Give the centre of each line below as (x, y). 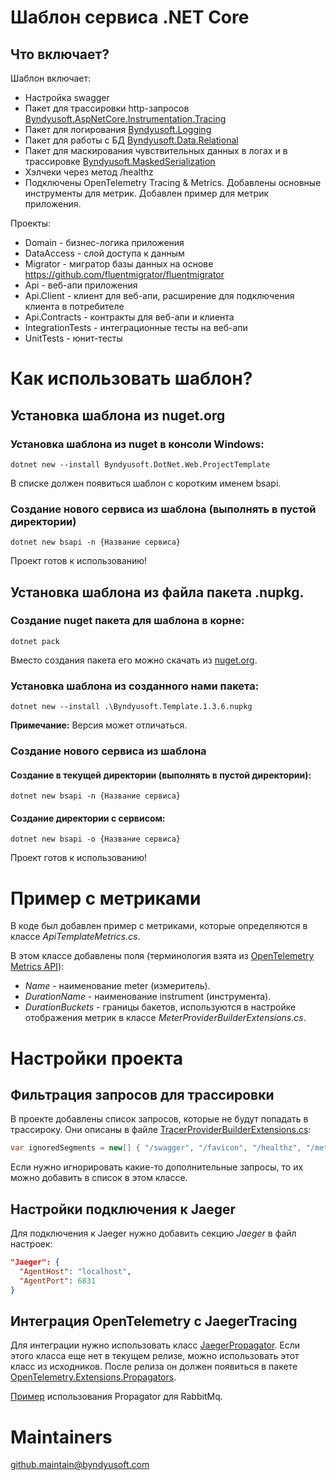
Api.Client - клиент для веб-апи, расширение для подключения (159, 295)
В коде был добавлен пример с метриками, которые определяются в (159, 926)
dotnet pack (35, 641)
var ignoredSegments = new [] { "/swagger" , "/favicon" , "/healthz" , (156, 1148)
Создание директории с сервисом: (88, 818)
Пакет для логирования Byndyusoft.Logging (118, 129)
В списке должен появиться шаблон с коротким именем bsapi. (146, 483)
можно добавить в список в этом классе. (99, 1178)
